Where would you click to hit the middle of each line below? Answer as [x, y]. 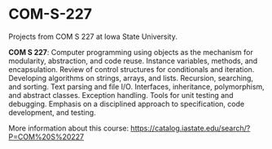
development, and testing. [52, 112]
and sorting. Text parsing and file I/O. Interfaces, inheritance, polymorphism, [136, 87]
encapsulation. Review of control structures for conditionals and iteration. [132, 69]
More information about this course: [68, 128]
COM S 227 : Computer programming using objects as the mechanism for [131, 52]
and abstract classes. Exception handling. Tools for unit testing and [121, 95]
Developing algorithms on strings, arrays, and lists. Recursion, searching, [131, 78]
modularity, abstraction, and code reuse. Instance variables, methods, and [133, 61]
